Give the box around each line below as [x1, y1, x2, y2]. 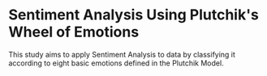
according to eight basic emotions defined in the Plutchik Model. [8, 58, 225, 68]
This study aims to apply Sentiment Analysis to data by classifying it [8, 49, 235, 59]
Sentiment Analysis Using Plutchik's [8, 6, 260, 24]
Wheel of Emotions [8, 23, 140, 41]
